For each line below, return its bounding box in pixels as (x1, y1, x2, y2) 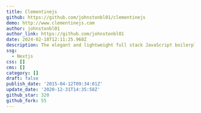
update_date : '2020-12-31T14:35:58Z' (6, 87, 100, 93)
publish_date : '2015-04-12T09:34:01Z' (6, 81, 103, 87)
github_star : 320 (6, 92, 50, 98)
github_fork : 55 (6, 97, 47, 103)
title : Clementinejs (6, 8, 58, 15)
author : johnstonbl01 (6, 25, 60, 32)
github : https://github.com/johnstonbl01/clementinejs (6, 14, 146, 20)
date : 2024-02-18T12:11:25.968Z (6, 36, 87, 42)
